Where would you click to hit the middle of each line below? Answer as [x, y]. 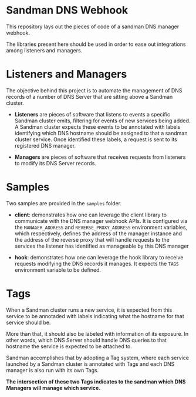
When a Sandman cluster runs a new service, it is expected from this [89, 310]
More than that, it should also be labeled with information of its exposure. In [97, 333]
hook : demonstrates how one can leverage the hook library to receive [99, 257]
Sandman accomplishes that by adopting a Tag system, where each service [98, 358]
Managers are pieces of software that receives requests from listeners [100, 157]
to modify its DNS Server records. [55, 163]
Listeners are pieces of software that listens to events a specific [92, 114]
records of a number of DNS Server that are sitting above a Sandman [89, 96]
